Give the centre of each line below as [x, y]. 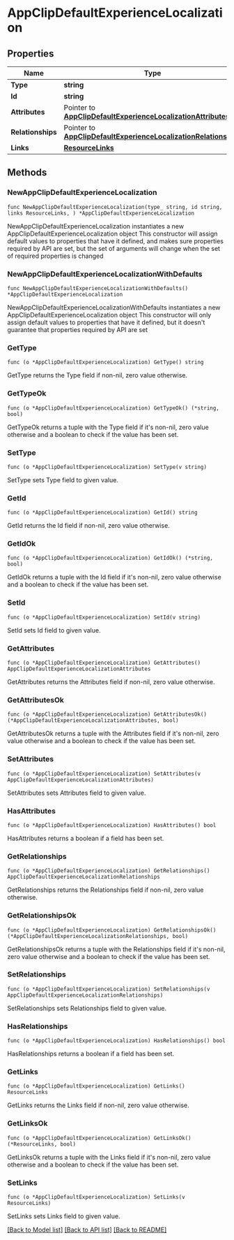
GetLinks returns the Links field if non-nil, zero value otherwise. [98, 1105]
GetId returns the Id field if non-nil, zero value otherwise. [89, 526]
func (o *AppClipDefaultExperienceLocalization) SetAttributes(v [104, 774]
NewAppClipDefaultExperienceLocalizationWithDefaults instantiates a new [114, 307]
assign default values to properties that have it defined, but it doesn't [106, 322]
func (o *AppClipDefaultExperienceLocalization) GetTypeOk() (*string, [113, 408]
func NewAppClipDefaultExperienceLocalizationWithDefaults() [98, 288]
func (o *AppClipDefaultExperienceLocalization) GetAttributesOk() [107, 714]
